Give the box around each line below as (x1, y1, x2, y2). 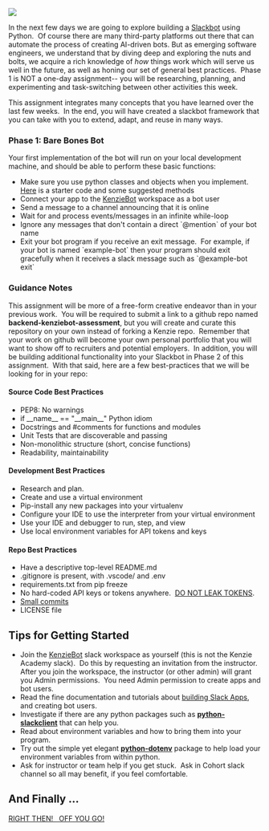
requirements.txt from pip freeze (19, 580, 128, 590)
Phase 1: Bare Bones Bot (8, 135, 104, 146)
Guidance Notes (8, 282, 73, 294)
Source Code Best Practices (8, 387, 104, 397)
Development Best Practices (8, 466, 106, 476)
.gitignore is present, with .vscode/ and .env (19, 571, 166, 581)
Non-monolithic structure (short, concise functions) (19, 439, 191, 448)
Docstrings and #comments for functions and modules (19, 422, 202, 432)
